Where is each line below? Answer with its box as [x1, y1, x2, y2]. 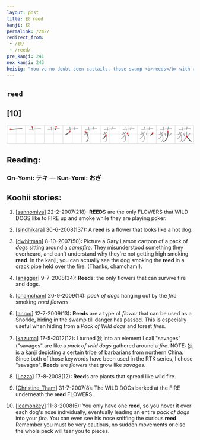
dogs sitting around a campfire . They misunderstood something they [15, 244, 183, 251]
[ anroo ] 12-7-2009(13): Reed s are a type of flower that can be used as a [15, 310, 192, 317]
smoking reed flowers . [15, 298, 71, 305]
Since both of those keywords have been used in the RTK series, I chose [15, 355, 193, 362]
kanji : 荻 [7, 22, 30, 28]
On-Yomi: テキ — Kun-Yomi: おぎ [7, 174, 101, 182]
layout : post [7, 9, 39, 15]
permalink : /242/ [7, 28, 50, 34]
